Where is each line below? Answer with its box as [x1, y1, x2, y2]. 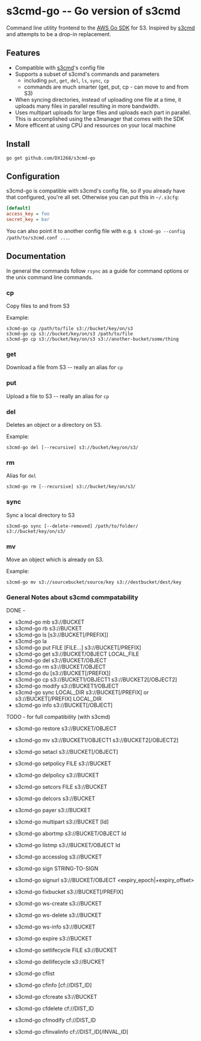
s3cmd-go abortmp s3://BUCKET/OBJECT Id [14, 830, 126, 837]
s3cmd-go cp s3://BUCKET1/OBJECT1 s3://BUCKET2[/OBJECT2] [14, 676, 178, 683]
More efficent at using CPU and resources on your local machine [14, 122, 176, 129]
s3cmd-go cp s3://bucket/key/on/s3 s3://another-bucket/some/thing [6, 336, 179, 343]
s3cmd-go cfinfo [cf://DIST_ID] [14, 981, 92, 989]
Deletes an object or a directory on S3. [6, 421, 102, 428]
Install [6, 139, 30, 149]
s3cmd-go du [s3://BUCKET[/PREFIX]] [14, 670, 111, 677]
